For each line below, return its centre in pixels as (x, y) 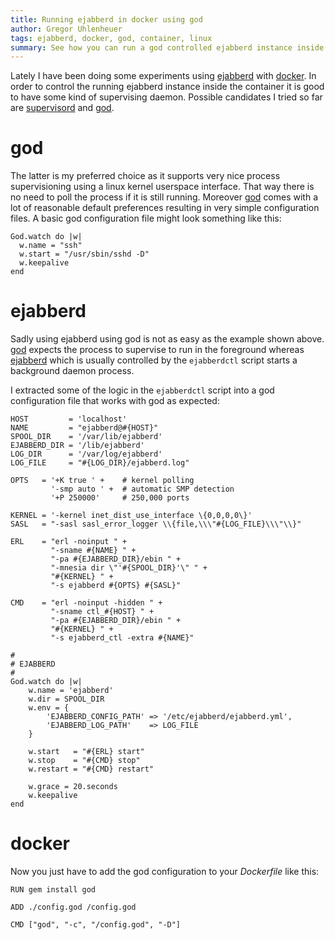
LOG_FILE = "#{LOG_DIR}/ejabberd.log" (100, 463)
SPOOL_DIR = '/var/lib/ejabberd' (86, 437)
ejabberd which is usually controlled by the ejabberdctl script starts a (154, 360)
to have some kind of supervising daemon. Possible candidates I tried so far (166, 97)
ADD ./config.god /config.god (73, 907)
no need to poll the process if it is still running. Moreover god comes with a (164, 197)
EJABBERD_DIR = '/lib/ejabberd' (77, 446)
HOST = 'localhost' (69, 419)
